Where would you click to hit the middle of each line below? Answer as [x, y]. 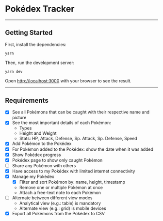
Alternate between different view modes [52, 198]
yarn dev [14, 71]
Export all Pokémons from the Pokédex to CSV [58, 213]
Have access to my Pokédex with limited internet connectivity [73, 171]
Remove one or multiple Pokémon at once [61, 187]
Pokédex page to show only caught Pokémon [57, 160]
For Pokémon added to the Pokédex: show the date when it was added [83, 149]
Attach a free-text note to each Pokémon [60, 192]
